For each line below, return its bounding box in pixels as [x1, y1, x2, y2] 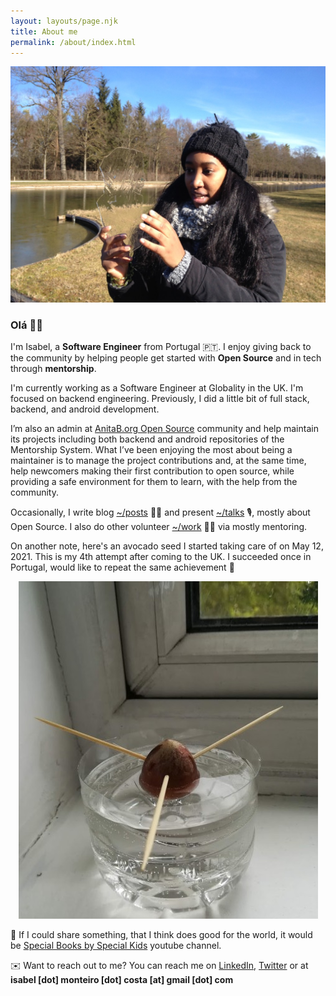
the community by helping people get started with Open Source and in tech [10, 352, 322, 364]
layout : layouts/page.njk [10, 16, 118, 26]
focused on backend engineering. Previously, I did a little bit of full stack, [10, 393, 310, 405]
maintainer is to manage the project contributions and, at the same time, [10, 455, 307, 467]
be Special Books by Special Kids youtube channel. [10, 940, 222, 952]
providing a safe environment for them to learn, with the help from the [10, 476, 298, 488]
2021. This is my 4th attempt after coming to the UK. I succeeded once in [10, 551, 312, 563]
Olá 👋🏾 [10, 318, 43, 332]
